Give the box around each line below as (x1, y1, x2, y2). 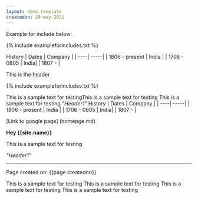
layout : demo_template (6, 8, 62, 15)
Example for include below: (6, 30, 72, 37)
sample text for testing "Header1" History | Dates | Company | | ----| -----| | (6, 99, 190, 107)
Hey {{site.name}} (6, 129, 52, 136)
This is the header (6, 71, 50, 78)
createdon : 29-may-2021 (6, 14, 65, 20)
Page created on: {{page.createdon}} (6, 168, 97, 175)
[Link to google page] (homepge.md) (6, 117, 96, 124)
